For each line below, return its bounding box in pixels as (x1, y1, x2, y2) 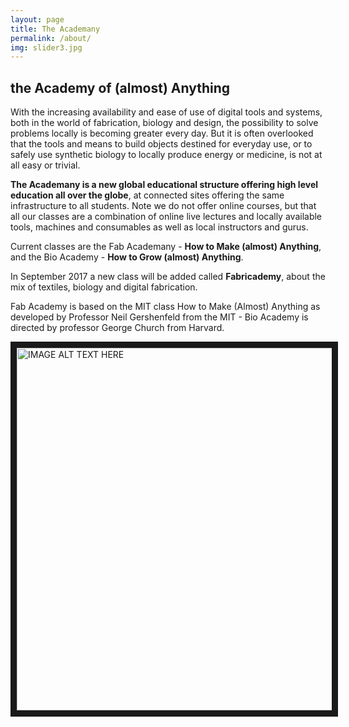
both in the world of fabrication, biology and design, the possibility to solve (10, 117, 319, 129)
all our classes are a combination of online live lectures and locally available (10, 211, 323, 223)
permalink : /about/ (10, 33, 92, 43)
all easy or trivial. (10, 159, 81, 171)
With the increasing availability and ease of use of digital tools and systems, (10, 106, 323, 118)
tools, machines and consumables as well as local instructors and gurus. (10, 221, 309, 233)
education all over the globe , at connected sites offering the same (10, 189, 285, 201)
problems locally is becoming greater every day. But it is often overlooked (10, 127, 314, 140)
